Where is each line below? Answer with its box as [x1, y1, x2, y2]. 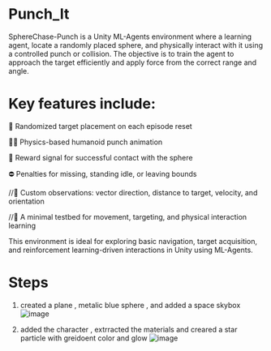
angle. [8, 66, 30, 75]
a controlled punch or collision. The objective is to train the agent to [8, 49, 234, 58]
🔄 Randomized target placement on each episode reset [8, 121, 192, 131]
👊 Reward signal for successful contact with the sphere [8, 152, 193, 162]
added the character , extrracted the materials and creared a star [19, 324, 238, 334]
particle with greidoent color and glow [19, 333, 148, 343]
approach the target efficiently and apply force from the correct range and [8, 58, 257, 67]
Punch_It [8, 5, 70, 24]
